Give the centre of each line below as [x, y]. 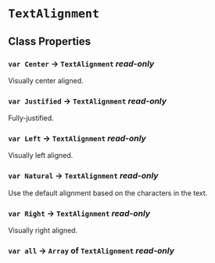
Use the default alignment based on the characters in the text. [108, 193]
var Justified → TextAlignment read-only [87, 100]
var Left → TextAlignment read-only [77, 138]
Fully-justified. [31, 118]
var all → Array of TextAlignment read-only [91, 250]
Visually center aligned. [46, 80]
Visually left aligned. [41, 155]
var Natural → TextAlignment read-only [83, 176]
